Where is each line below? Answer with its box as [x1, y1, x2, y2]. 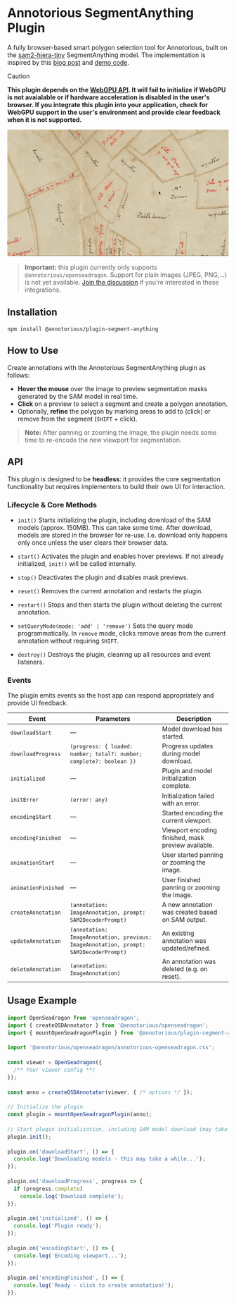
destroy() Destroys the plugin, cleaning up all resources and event [17, 650, 211, 658]
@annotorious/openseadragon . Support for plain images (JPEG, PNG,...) [24, 271, 228, 279]
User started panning [162, 851, 223, 859]
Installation [7, 306, 58, 318]
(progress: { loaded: [70, 743, 133, 751]
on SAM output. [162, 915, 207, 924]
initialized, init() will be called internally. [17, 559, 137, 568]
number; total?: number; [70, 751, 143, 758]
